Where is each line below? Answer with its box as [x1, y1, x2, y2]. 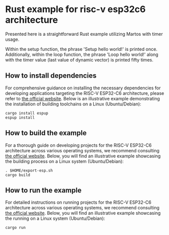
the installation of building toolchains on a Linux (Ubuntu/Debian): [5, 101, 141, 107]
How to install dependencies [5, 72, 97, 80]
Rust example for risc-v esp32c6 [5, 4, 146, 15]
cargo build [5, 172, 30, 178]
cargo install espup [5, 110, 49, 115]
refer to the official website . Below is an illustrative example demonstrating [5, 95, 160, 101]
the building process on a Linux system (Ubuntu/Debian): [5, 158, 124, 164]
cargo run [5, 225, 26, 230]
